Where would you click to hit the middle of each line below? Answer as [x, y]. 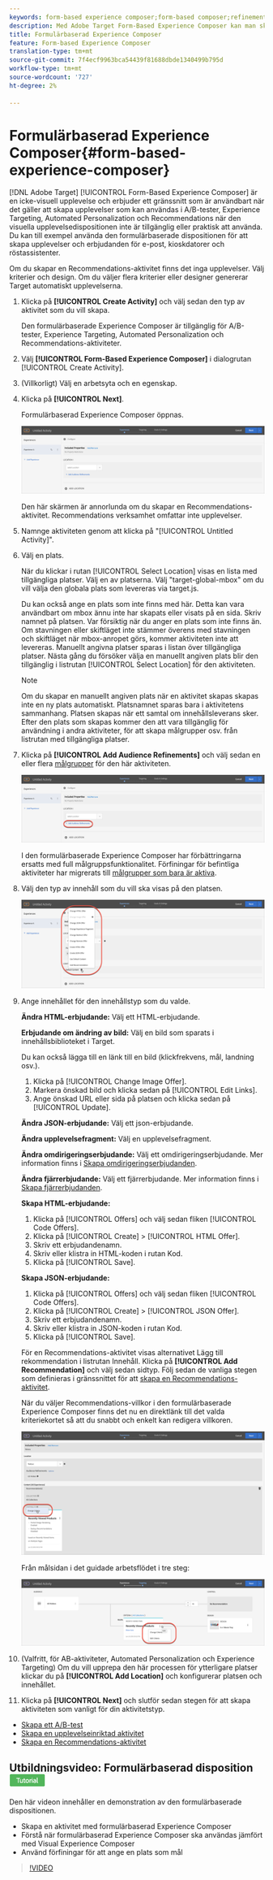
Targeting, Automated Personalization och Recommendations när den [125, 219]
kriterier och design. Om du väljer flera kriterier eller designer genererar [129, 277]
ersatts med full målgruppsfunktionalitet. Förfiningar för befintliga [130, 864]
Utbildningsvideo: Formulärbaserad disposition [131, 1767]
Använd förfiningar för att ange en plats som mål [102, 1852]
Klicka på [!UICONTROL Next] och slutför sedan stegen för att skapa [136, 1700]
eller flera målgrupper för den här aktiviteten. [96, 764]
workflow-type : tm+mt [46, 69]
